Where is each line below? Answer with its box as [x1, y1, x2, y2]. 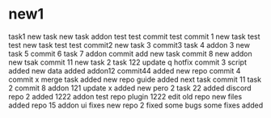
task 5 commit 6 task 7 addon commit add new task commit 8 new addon [8, 48, 252, 58]
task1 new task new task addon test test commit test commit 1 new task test [8, 32, 260, 41]
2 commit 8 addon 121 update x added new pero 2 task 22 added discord [8, 82, 252, 93]
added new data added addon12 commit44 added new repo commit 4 [8, 65, 241, 75]
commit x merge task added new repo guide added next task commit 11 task [8, 74, 261, 84]
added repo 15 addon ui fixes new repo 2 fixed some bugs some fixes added [8, 100, 264, 110]
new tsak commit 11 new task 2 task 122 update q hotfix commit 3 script [8, 57, 247, 67]
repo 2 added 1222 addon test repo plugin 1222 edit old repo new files [8, 91, 243, 101]
